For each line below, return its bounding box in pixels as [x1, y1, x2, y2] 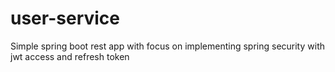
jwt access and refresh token [10, 50, 130, 62]
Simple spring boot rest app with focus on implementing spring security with [10, 40, 325, 52]
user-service [10, 7, 120, 30]
